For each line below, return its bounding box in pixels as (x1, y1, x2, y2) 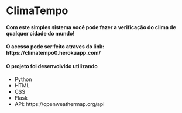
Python (14, 76, 32, 83)
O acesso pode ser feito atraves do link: (6, 43, 104, 50)
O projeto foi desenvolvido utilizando (6, 62, 98, 69)
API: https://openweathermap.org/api (14, 100, 105, 107)
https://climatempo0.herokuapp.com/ (6, 50, 101, 57)
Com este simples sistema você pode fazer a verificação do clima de (6, 23, 177, 30)
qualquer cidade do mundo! (6, 30, 75, 37)
